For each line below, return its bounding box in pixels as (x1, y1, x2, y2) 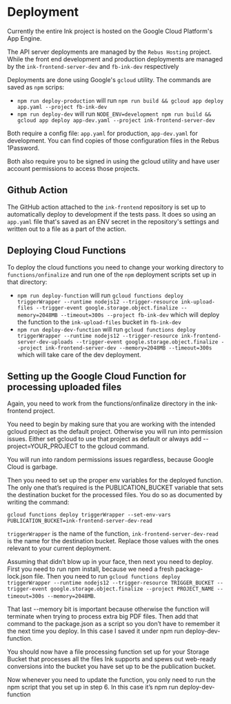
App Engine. (7, 34, 42, 42)
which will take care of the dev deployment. (17, 350, 141, 359)
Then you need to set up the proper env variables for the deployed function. (7, 476, 223, 485)
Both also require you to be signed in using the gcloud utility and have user (7, 157, 220, 165)
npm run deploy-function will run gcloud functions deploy (17, 291, 184, 299)
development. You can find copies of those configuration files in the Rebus (7, 136, 219, 145)
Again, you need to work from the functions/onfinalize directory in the (7, 399, 205, 408)
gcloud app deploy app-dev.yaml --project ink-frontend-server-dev (17, 117, 215, 124)
